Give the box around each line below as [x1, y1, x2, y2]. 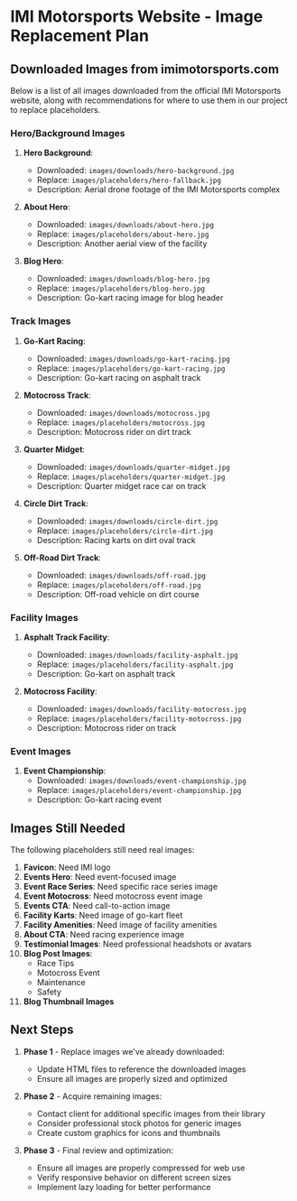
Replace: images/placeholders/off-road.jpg [36, 579, 201, 590]
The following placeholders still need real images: [10, 845, 195, 855]
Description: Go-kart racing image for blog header [36, 292, 224, 303]
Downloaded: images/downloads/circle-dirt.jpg [36, 515, 218, 526]
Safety [36, 986, 62, 997]
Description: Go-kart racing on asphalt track [36, 372, 201, 383]
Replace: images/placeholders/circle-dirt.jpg [36, 525, 214, 536]
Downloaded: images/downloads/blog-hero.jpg [36, 273, 210, 284]
